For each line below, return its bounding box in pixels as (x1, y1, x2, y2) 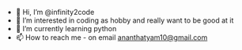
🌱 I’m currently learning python (15, 24, 117, 33)
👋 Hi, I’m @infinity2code (15, 8, 95, 16)
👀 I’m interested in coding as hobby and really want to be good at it (15, 16, 234, 25)
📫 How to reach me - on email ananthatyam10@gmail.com (15, 33, 208, 42)
